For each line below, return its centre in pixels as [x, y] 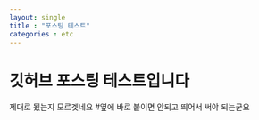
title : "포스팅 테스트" [50, 26]
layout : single [38, 17]
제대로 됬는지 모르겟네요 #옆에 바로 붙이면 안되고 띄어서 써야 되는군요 [129, 107]
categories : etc [42, 34]
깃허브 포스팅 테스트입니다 [100, 80]
